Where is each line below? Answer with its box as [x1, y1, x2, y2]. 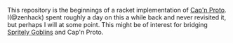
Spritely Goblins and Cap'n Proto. [7, 28, 104, 36]
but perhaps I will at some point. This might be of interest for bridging [7, 21, 208, 28]
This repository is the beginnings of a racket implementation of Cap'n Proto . [7, 6, 227, 14]
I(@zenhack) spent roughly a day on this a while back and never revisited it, [7, 13, 227, 21]
